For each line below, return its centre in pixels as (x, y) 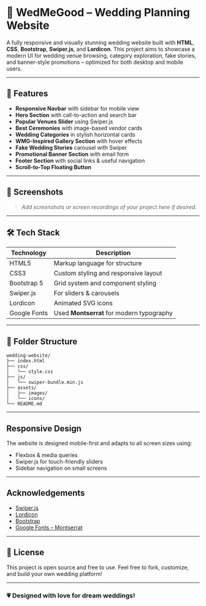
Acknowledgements (46, 493)
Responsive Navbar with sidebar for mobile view (77, 108)
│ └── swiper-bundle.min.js (45, 383)
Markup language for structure (98, 263)
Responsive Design (44, 428)
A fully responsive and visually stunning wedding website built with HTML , (100, 42)
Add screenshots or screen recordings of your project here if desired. (109, 207)
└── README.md (25, 404)
